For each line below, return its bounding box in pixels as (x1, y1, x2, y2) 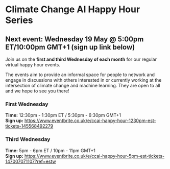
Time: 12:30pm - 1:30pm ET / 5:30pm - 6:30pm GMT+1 (5, 112, 122, 118)
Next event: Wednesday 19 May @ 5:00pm (5, 35, 144, 43)
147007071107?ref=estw (5, 158, 56, 164)
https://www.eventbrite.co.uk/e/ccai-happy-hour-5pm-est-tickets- (25, 153, 165, 159)
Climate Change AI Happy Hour (5, 4, 140, 15)
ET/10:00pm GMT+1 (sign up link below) (5, 42, 135, 52)
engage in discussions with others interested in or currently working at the (5, 77, 162, 83)
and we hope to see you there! (5, 88, 70, 94)
